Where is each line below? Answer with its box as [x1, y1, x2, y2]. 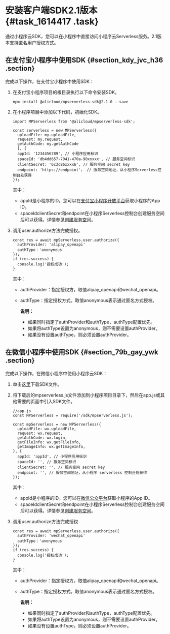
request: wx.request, [17, 431, 63, 436]
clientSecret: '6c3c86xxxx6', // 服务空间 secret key [17, 162, 130, 167]
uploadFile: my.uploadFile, [17, 132, 77, 137]
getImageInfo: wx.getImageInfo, [17, 444, 86, 449]
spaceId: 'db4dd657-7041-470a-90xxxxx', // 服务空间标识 [17, 156, 136, 162]
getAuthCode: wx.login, [17, 435, 67, 440]
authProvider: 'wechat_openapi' [17, 533, 86, 538]
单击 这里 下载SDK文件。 [12, 381, 62, 387]
